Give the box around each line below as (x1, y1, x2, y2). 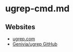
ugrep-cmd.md (5, 3, 70, 14)
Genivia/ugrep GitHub (12, 41, 57, 47)
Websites (5, 23, 35, 31)
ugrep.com (12, 36, 35, 42)
